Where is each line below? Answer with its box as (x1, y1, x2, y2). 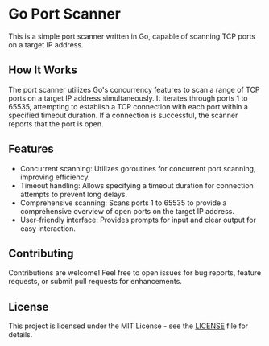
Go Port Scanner (8, 5, 122, 23)
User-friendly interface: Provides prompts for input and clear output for (19, 215, 256, 224)
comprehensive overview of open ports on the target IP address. (19, 206, 235, 216)
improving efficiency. (19, 172, 90, 182)
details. (8, 330, 33, 340)
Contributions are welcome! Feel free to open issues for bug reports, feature (8, 268, 262, 278)
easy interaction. (19, 223, 77, 233)
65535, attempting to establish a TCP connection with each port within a (8, 101, 248, 111)
